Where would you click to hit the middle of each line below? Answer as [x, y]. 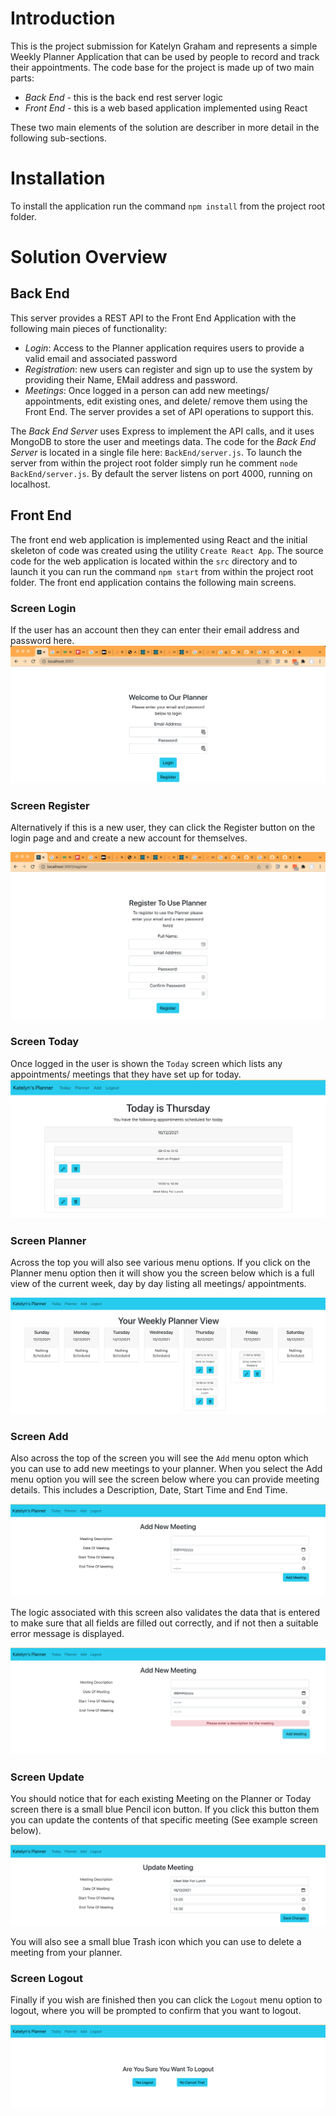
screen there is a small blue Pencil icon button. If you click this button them [165, 1809]
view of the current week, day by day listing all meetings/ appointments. [158, 1284]
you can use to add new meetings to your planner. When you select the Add [166, 1468]
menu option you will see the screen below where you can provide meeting [165, 1479]
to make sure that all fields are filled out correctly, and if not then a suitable [164, 1623]
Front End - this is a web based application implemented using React [166, 108]
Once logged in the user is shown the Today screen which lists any [146, 1063]
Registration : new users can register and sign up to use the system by [168, 369]
